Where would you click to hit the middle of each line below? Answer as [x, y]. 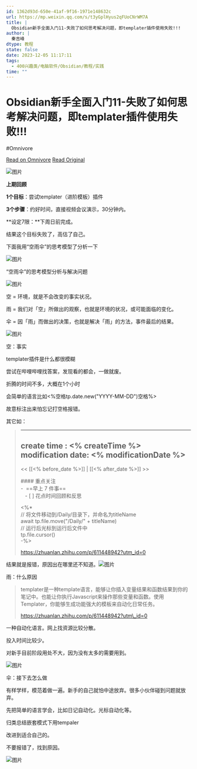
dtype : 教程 [20, 45]
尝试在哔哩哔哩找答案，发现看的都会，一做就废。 [65, 372]
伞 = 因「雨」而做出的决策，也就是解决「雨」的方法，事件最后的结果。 [91, 322]
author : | [18, 33]
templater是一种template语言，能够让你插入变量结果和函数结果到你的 [104, 589]
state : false [22, 50]
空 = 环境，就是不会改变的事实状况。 [50, 296]
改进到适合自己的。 [29, 735]
